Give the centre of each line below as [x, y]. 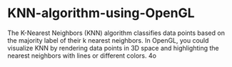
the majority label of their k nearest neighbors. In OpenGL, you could [108, 40]
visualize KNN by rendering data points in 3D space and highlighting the [113, 48]
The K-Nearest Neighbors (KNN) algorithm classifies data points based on [116, 33]
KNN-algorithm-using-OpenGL [101, 13]
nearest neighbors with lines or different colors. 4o [82, 56]
